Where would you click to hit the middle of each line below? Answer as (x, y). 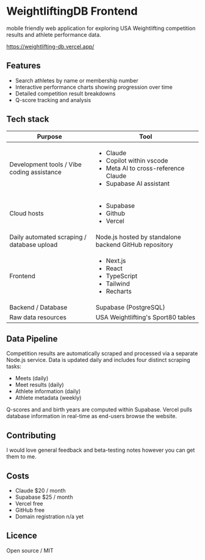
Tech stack (28, 120)
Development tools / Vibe (46, 164)
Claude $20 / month (40, 491)
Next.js (116, 260)
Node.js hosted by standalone (138, 237)
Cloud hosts (27, 213)
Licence (22, 536)
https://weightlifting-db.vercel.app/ (50, 46)
